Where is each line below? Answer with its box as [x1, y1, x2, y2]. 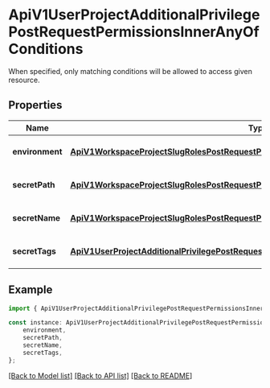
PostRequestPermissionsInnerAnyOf [8, 23, 260, 41]
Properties [8, 98, 63, 112]
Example [8, 283, 53, 297]
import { [8, 304, 38, 312]
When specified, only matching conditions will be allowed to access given [8, 66, 253, 76]
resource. [8, 75, 40, 85]
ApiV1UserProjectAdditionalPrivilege [8, 6, 260, 24]
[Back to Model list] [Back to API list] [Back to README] [8, 370, 193, 380]
